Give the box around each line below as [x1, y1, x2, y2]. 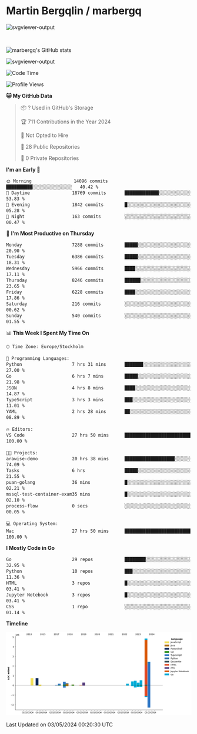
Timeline [6, 620, 28, 627]
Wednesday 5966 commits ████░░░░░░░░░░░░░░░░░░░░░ [6, 266, 191, 271]
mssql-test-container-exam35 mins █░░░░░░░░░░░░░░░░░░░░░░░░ [6, 491, 191, 497]
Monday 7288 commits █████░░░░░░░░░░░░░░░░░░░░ [6, 242, 191, 248]
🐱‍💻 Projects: [6, 450, 38, 456]
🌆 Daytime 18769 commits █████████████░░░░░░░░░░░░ [6, 190, 191, 196]
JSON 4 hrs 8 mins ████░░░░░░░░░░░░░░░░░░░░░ [6, 385, 191, 391]
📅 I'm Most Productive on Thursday [6, 230, 95, 237]
